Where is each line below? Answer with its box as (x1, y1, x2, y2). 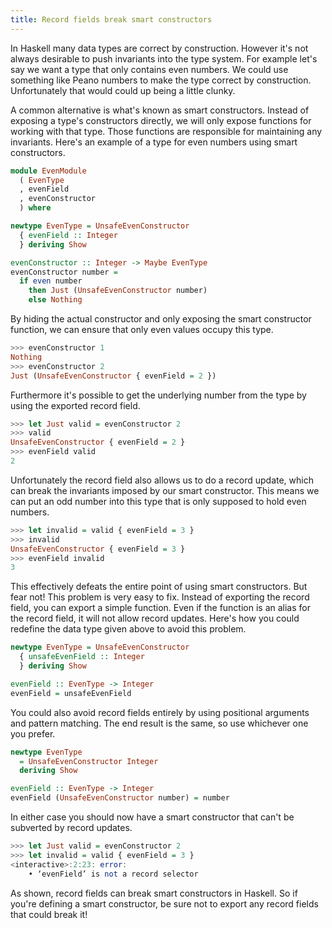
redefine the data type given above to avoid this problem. (10, 623, 247, 635)
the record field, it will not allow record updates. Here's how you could (10, 612, 300, 625)
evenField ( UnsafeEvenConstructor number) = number (10, 793, 230, 803)
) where (19, 203, 52, 213)
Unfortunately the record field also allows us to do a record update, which (10, 474, 314, 486)
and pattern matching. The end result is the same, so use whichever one (10, 717, 309, 729)
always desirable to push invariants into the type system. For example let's (10, 52, 318, 65)
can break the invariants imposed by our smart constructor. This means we (10, 484, 320, 496)
